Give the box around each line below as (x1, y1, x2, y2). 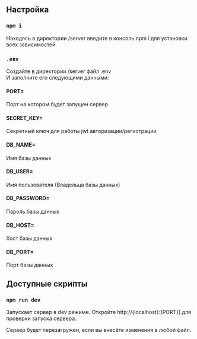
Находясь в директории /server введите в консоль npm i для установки (6, 34, 188, 42)
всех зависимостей (6, 41, 56, 48)
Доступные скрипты (6, 278, 88, 289)
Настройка (6, 5, 49, 15)
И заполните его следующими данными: (6, 74, 109, 81)
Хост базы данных (6, 235, 53, 242)
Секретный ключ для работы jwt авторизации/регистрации (6, 128, 157, 135)
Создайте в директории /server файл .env (6, 68, 112, 75)
